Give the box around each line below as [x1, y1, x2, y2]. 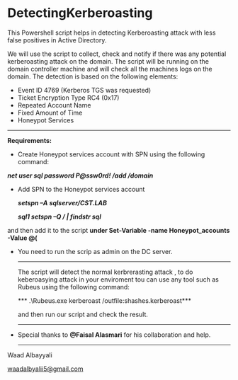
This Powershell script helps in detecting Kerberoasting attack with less [7, 28, 216, 37]
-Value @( [7, 234, 38, 242]
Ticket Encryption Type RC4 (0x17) [17, 93, 120, 102]
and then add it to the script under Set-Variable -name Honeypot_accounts [7, 226, 230, 234]
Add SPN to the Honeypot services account [17, 185, 145, 193]
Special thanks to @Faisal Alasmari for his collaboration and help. [17, 330, 211, 339]
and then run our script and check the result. [17, 310, 149, 318]
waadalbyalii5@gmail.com [7, 364, 84, 373]
